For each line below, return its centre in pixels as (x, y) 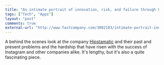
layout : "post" (20, 19)
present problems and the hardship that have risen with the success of (76, 47)
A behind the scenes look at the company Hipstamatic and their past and (78, 42)
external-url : (20, 28)
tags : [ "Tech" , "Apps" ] (29, 14)
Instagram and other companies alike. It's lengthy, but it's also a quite (75, 52)
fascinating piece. (23, 57)
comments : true (20, 23)
